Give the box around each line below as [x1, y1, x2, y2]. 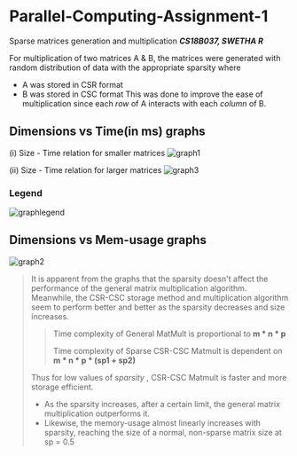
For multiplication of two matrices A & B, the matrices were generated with [9, 52, 281, 63]
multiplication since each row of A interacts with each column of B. [21, 98, 267, 108]
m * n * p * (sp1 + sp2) [52, 355, 136, 366]
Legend [9, 186, 43, 199]
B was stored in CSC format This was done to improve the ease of [21, 89, 263, 99]
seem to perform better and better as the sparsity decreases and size [30, 302, 285, 312]
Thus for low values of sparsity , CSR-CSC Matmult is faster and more [30, 372, 287, 382]
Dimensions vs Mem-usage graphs [9, 232, 207, 248]
